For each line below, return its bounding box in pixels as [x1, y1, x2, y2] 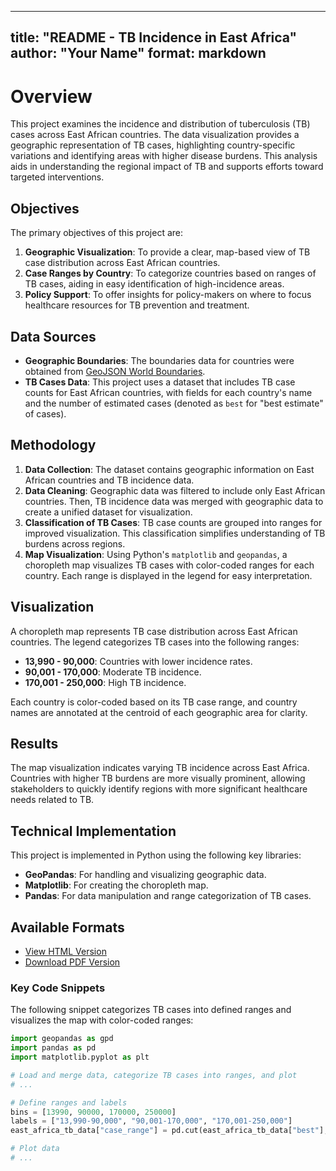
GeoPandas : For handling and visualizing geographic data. [24, 869, 267, 881]
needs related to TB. [10, 794, 95, 806]
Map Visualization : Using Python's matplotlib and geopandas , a [24, 548, 288, 560]
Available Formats [10, 919, 125, 936]
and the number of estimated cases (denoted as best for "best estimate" [24, 397, 324, 409]
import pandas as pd [10, 1043, 97, 1053]
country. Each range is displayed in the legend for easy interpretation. [24, 569, 313, 581]
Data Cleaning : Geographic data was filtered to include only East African [24, 484, 326, 496]
